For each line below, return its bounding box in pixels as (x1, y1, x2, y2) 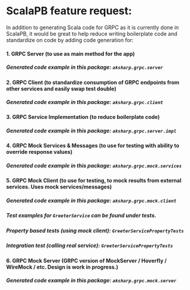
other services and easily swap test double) (6, 85, 117, 92)
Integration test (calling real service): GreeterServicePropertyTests (6, 242, 173, 249)
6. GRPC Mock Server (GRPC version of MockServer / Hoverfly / (6, 257, 167, 264)
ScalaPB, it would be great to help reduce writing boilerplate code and (6, 30, 178, 37)
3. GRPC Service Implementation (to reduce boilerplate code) (6, 114, 160, 121)
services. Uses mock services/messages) (6, 183, 112, 191)
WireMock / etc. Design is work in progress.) (6, 263, 119, 270)
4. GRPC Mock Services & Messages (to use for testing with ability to (6, 142, 180, 149)
